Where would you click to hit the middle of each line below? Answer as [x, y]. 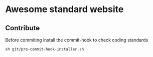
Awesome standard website [64, 9]
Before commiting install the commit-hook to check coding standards [77, 40]
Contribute [23, 28]
